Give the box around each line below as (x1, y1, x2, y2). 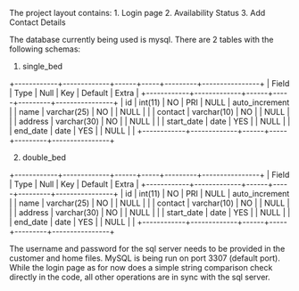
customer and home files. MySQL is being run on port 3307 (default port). (9, 253, 281, 263)
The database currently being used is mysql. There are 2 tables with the (9, 35, 274, 44)
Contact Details (9, 17, 66, 28)
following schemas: (9, 44, 81, 54)
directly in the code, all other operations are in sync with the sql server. (9, 271, 270, 282)
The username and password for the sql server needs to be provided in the (9, 244, 286, 254)
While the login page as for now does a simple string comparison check (9, 263, 273, 272)
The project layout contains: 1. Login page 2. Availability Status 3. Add (9, 8, 266, 18)
